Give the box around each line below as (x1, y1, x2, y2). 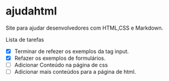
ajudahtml (5, 4, 58, 18)
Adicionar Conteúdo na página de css (14, 62, 108, 69)
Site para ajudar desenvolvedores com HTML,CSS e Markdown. (5, 24, 164, 31)
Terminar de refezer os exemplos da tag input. (14, 47, 129, 55)
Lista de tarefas (5, 36, 45, 43)
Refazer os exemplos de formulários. (14, 54, 106, 62)
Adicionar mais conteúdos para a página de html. (14, 68, 137, 76)
